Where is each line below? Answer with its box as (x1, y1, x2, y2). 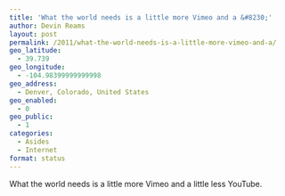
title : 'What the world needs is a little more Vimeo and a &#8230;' (9, 12, 273, 22)
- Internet (17, 145, 58, 154)
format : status (9, 153, 66, 163)
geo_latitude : (9, 46, 62, 55)
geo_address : (9, 79, 58, 88)
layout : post (9, 29, 58, 38)
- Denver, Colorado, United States (17, 87, 150, 96)
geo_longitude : (9, 63, 66, 72)
